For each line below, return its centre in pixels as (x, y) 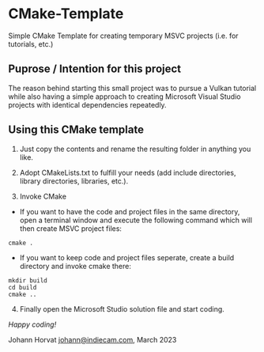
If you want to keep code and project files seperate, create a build (127, 257)
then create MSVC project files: (71, 228)
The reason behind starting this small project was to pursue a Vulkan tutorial (132, 88)
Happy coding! (32, 324)
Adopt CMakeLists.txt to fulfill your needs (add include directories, (128, 172)
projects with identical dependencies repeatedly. (88, 104)
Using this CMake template (76, 130)
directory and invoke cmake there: (75, 266)
